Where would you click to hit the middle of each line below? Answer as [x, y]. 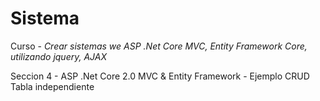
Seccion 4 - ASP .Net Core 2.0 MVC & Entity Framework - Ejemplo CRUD [160, 76]
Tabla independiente [52, 86]
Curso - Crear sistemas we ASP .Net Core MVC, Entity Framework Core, [159, 46]
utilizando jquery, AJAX [58, 56]
